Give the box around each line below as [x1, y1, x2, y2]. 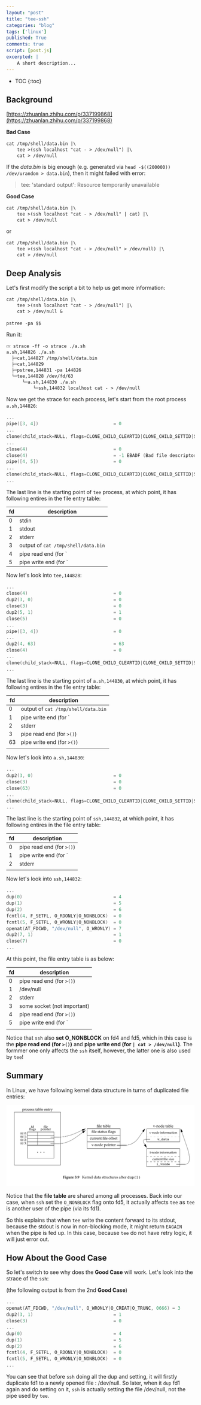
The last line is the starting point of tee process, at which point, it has [6, 488, 176, 495]
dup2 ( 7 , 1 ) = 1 [6, 932, 121, 938]
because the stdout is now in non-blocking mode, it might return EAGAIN [6, 1222, 182, 1230]
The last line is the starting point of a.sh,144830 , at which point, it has [6, 677, 177, 684]
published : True [6, 35, 47, 41]
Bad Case [6, 129, 31, 136]
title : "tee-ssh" [6, 16, 50, 22]
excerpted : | [6, 54, 39, 60]
